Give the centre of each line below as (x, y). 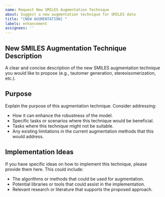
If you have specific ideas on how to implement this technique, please (76, 164)
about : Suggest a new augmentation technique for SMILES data (70, 14)
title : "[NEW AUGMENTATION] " (36, 19)
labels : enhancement (26, 24)
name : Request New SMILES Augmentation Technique (57, 10)
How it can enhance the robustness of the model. (62, 115)
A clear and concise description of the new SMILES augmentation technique (83, 68)
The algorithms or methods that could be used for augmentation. (78, 179)
